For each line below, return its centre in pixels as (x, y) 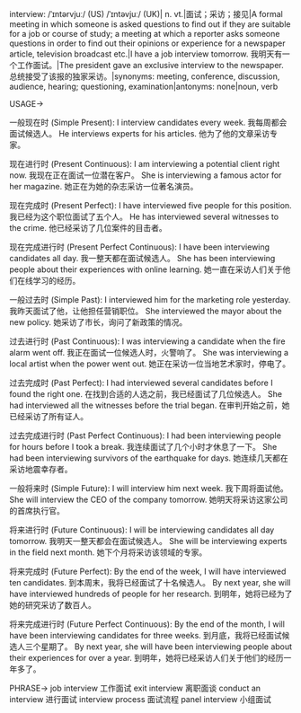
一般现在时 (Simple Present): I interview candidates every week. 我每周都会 (148, 122)
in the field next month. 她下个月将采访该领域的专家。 (108, 552)
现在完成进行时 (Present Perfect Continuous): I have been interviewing (140, 247)
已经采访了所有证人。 (49, 416)
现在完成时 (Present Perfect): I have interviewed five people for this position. (150, 205)
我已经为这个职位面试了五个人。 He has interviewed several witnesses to (144, 216)
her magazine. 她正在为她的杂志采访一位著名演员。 (104, 186)
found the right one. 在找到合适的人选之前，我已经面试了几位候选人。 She (146, 394)
